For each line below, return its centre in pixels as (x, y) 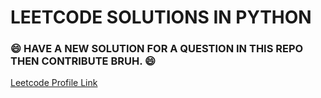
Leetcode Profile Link (54, 83)
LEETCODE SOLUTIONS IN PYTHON (161, 17)
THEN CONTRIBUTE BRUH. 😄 (83, 61)
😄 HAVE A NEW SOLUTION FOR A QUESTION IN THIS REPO (157, 49)
